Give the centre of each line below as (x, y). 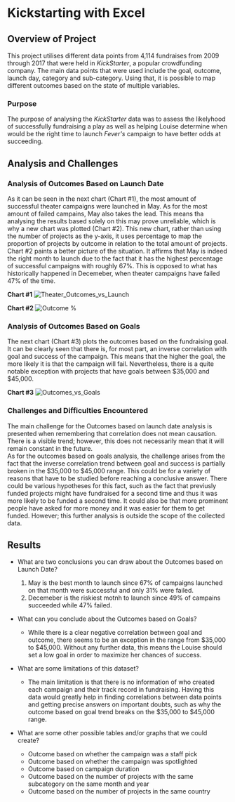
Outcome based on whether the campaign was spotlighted (113, 762)
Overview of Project (52, 39)
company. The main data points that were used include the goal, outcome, (115, 71)
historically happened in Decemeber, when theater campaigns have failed (114, 273)
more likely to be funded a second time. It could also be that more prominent (118, 501)
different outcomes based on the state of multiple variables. (94, 85)
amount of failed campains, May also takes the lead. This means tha (106, 213)
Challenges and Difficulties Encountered (78, 411)
